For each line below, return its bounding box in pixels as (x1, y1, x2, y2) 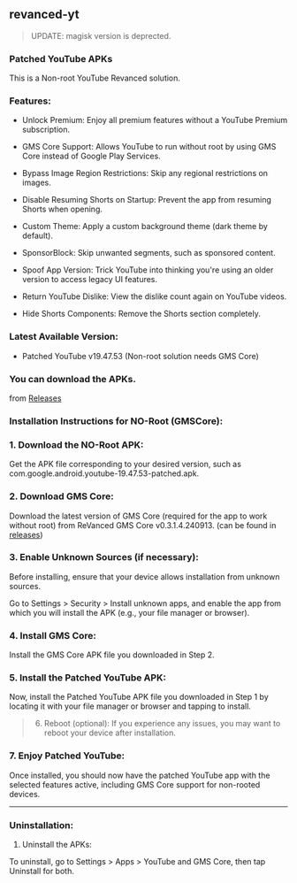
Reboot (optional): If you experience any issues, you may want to (43, 718, 281, 729)
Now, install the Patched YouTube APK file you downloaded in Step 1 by (9, 692, 270, 703)
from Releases (9, 393, 62, 403)
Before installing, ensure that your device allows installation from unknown (9, 571, 280, 582)
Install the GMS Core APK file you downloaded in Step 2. (9, 649, 215, 660)
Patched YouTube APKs (9, 52, 113, 65)
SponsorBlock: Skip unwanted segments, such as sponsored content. (21, 248, 276, 258)
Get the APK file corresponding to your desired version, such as (9, 459, 241, 470)
